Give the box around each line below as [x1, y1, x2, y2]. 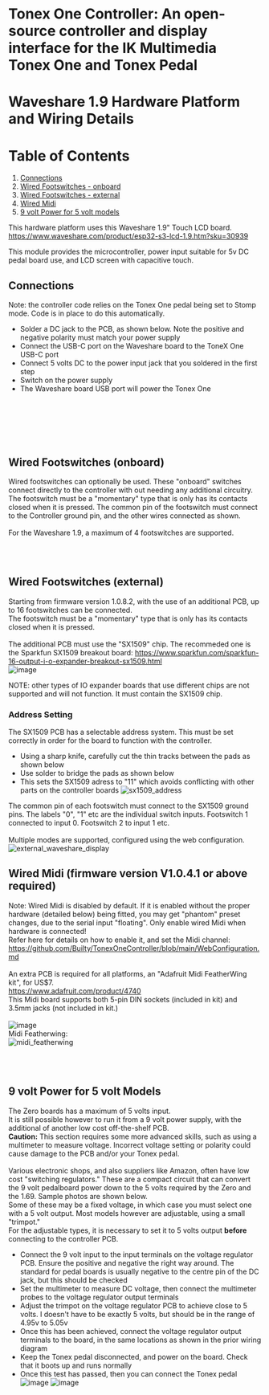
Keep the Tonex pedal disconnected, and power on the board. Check [19, 1352, 248, 1361]
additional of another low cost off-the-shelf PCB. [8, 1123, 170, 1132]
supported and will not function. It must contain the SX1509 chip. [8, 688, 223, 699]
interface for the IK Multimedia [8, 39, 217, 57]
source [8, 22, 56, 40]
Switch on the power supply [19, 375, 113, 385]
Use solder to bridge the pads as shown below [19, 769, 175, 778]
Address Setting [8, 708, 73, 720]
